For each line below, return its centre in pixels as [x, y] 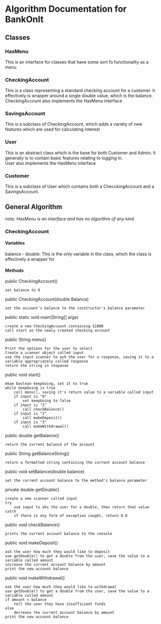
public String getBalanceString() [37, 454]
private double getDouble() [32, 490]
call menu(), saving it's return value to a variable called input [84, 392]
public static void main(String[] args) [42, 317]
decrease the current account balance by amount [64, 613]
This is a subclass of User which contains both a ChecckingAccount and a [80, 186]
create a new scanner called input [41, 499]
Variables [15, 243]
